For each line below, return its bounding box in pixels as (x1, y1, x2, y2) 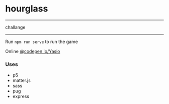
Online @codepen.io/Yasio (5, 48, 60, 54)
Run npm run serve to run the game (5, 38, 78, 44)
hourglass (5, 3, 48, 14)
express (12, 93, 29, 99)
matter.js (12, 77, 31, 83)
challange (5, 24, 26, 30)
